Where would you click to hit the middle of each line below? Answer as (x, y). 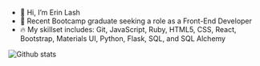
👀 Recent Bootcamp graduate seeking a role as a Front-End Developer (136, 21)
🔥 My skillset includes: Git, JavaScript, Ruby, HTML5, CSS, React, (128, 29)
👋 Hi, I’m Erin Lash (50, 12)
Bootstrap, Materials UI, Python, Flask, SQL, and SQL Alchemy (123, 39)
